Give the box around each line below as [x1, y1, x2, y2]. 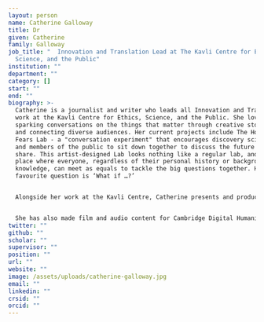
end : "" [8, 92, 34, 100]
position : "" [8, 251, 51, 259]
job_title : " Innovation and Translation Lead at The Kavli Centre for [8, 48, 251, 56]
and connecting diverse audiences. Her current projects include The [15, 128, 247, 136]
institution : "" [8, 63, 61, 71]
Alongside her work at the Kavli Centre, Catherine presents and [15, 193, 234, 201]
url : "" [8, 258, 34, 266]
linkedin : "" [8, 287, 51, 295]
